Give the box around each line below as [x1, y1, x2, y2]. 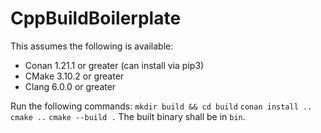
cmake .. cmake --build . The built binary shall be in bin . [10, 110, 246, 122]
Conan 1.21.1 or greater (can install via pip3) [24, 59, 205, 71]
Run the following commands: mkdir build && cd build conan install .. [10, 100, 313, 112]
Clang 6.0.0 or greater [24, 80, 117, 92]
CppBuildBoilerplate [10, 7, 182, 30]
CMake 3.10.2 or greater [24, 70, 125, 82]
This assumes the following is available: [10, 40, 174, 52]
